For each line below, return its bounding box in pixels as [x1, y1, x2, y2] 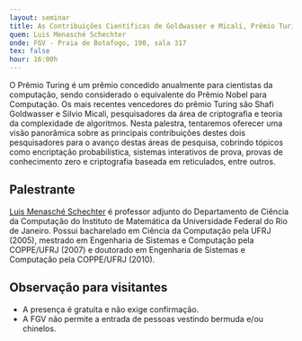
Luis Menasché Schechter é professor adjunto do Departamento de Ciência [9, 206, 289, 217]
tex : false [9, 47, 50, 56]
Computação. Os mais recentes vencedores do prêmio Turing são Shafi [9, 99, 274, 109]
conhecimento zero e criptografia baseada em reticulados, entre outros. [9, 157, 276, 166]
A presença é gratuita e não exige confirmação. [22, 303, 200, 315]
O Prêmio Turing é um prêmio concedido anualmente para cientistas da [9, 80, 273, 90]
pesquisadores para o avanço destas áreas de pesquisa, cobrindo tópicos [9, 137, 284, 148]
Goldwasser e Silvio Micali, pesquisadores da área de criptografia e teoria [9, 109, 283, 119]
